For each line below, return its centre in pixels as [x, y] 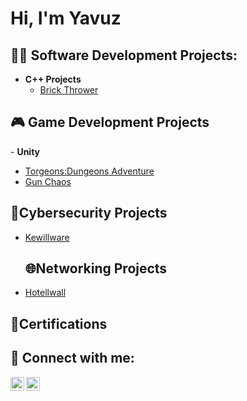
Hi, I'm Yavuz [66, 18]
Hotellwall [45, 293]
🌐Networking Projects [96, 268]
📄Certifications [59, 323]
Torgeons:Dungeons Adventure [89, 171]
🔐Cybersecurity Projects [89, 213]
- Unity [25, 151]
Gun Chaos [48, 181]
